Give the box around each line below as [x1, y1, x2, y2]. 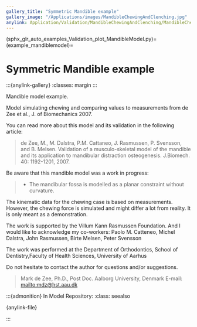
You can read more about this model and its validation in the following [6, 122, 175, 129]
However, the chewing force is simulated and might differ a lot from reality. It [6, 205, 191, 212]
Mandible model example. [6, 93, 69, 100]
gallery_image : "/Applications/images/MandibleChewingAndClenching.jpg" [6, 14, 188, 20]
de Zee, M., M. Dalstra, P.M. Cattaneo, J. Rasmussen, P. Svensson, [20, 139, 182, 147]
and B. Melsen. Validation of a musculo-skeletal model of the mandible [20, 146, 191, 153]
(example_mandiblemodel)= [6, 42, 74, 49]
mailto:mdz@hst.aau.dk [20, 281, 78, 288]
